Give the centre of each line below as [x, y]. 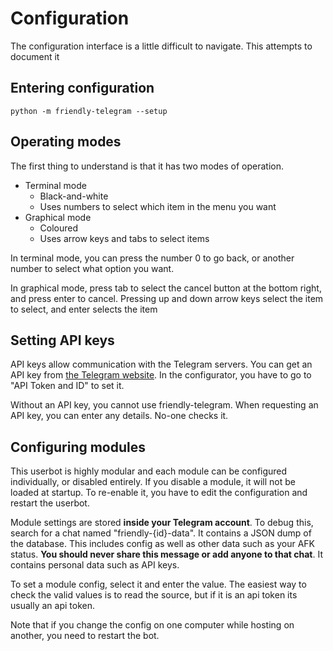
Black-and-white [74, 196]
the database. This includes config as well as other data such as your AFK [163, 544]
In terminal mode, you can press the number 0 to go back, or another [152, 258]
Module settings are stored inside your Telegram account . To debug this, [162, 523]
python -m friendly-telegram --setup [89, 111]
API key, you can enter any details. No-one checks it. [119, 416]
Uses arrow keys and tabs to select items [124, 238]
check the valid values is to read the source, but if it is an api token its [154, 595]
